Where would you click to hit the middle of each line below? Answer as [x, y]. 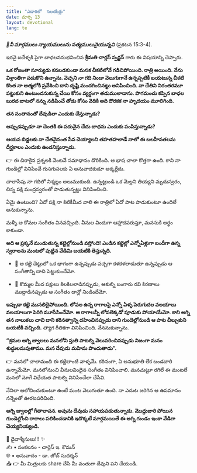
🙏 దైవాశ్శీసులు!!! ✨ [26, 439]
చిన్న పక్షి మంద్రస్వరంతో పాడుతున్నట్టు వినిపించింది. [57, 189]
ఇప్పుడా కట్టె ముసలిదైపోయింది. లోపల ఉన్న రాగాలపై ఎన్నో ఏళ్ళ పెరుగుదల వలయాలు [91, 305]
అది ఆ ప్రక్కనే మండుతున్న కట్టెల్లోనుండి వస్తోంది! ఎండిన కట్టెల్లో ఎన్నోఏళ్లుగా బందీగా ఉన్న [93, 243]
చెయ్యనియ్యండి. [23, 426]
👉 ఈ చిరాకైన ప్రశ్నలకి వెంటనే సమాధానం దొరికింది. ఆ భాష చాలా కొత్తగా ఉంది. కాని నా [94, 160]
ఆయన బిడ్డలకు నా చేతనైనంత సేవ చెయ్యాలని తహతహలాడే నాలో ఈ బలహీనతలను [91, 139]
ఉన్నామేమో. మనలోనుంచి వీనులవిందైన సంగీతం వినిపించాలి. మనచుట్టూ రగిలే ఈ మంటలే [97, 370]
